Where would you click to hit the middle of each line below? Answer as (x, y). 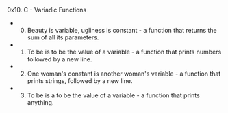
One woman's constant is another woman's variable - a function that (124, 74)
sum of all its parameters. (63, 37)
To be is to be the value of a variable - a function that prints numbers (124, 52)
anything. (40, 102)
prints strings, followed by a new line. (80, 81)
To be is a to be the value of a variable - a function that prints (113, 95)
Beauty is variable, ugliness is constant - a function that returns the (122, 30)
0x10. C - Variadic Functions (47, 10)
